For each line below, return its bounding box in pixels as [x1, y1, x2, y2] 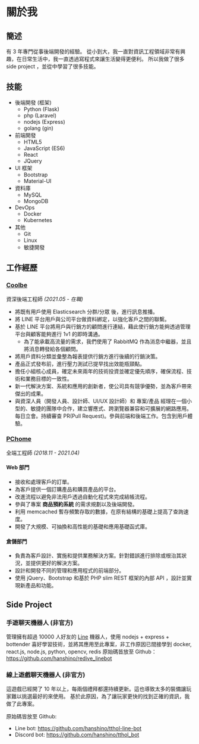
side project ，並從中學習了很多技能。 [6, 63, 99, 70]
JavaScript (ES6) [23, 144, 65, 152]
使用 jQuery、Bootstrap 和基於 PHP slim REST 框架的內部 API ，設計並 [14, 574, 187, 581]
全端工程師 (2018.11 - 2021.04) [6, 449, 80, 456]
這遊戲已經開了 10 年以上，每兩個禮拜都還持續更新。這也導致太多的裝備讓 [6, 686, 187, 693]
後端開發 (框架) [14, 99, 52, 106]
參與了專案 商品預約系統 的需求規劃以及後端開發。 [14, 501, 138, 508]
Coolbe [6, 281, 28, 289]
